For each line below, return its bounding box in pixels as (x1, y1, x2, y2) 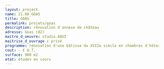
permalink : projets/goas (5, 20, 56, 26)
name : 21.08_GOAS (5, 12, 41, 17)
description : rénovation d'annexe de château (5, 25, 99, 30)
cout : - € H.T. (5, 48, 36, 52)
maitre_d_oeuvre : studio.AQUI (5, 34, 67, 39)
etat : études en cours (5, 57, 51, 62)
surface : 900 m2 (5, 52, 38, 57)
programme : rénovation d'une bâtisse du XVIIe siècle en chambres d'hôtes (5, 43, 161, 48)
